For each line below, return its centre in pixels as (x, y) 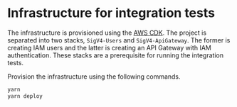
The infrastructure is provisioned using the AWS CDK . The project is (107, 33)
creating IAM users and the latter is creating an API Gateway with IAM (109, 47)
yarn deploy (25, 96)
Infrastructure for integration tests (111, 13)
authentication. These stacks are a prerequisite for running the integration (116, 55)
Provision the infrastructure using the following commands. (94, 77)
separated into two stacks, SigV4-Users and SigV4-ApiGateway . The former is (119, 40)
